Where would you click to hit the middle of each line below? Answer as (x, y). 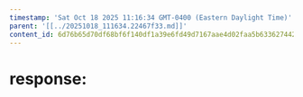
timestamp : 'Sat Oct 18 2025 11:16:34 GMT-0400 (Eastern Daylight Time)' (151, 18)
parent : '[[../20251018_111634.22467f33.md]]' (98, 26)
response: (48, 79)
